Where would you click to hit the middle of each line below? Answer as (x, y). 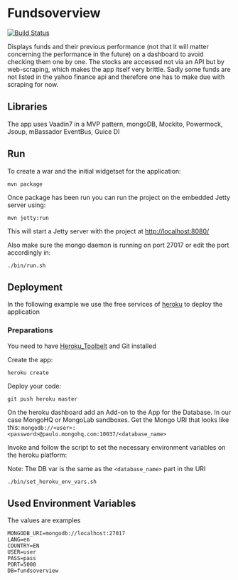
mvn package (25, 184)
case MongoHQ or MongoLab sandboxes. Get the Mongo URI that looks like (118, 420)
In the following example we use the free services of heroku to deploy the (115, 305)
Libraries (27, 107)
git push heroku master (43, 399)
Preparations (30, 330)
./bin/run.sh (27, 265)
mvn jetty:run (28, 218)
